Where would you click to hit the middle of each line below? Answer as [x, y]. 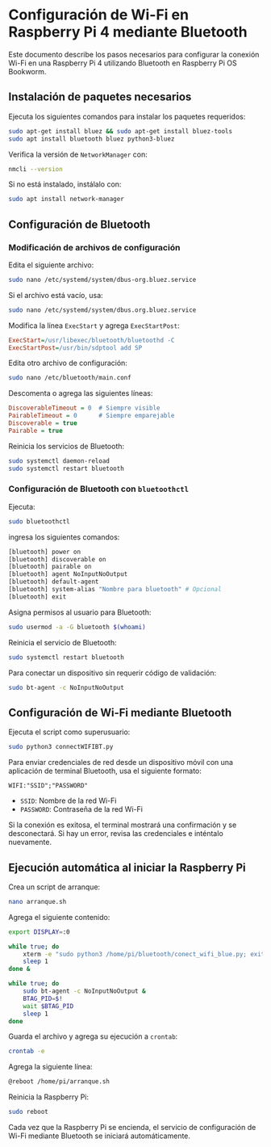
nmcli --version [35, 169]
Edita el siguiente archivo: [51, 265]
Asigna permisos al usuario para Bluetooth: [80, 612]
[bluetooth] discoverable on [57, 559]
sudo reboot [28, 1112]
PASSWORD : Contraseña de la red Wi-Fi [81, 809]
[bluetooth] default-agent [54, 582]
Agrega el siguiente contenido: [59, 917]
